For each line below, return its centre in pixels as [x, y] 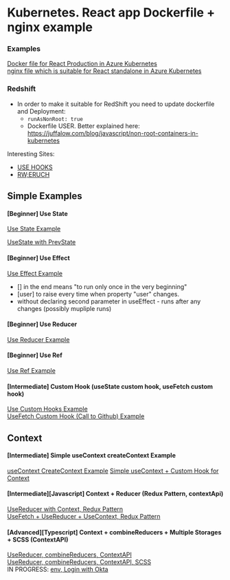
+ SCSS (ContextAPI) [38, 539]
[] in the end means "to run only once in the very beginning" [102, 286]
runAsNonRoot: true [55, 119]
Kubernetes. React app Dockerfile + [111, 13]
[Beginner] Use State [38, 213]
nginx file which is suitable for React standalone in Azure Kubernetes [104, 71]
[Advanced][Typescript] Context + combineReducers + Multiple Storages [114, 532]
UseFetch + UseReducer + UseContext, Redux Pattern [84, 516]
